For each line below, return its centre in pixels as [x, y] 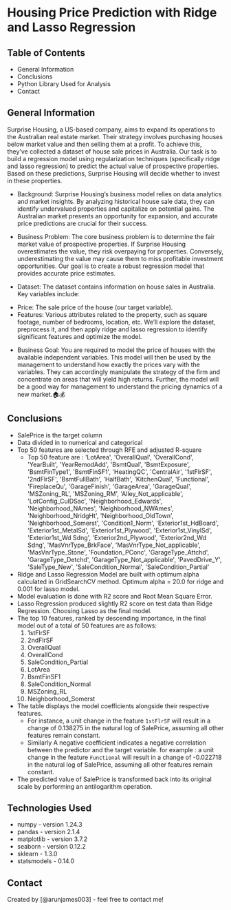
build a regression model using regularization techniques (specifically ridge [114, 158]
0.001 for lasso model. [48, 589]
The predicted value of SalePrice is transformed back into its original [114, 779]
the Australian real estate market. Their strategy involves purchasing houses [115, 136]
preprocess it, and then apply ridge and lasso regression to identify [112, 329]
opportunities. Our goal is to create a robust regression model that [111, 266]
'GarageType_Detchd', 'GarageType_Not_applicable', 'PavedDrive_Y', [124, 559]
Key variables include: [48, 293]
